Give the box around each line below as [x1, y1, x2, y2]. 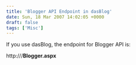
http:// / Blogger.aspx [6, 52, 56, 59]
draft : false [6, 19, 38, 25]
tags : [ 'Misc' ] [6, 25, 44, 31]
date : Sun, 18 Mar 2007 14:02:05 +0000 [6, 14, 105, 20]
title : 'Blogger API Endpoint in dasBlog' [6, 8, 112, 15]
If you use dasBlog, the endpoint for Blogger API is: [6, 41, 131, 48]
